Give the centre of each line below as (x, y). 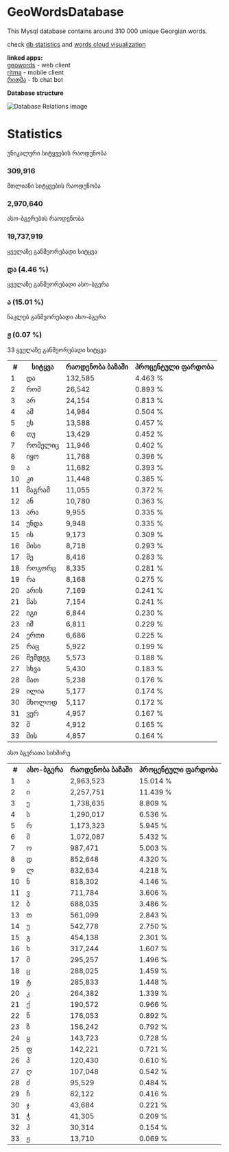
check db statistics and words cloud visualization (76, 44)
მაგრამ (38, 490)
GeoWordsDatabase (66, 12)
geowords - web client (39, 65)
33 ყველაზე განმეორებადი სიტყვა (57, 350)
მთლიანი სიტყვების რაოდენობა (54, 186)
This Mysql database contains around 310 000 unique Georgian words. (107, 31)
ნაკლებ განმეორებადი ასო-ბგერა (57, 317)
